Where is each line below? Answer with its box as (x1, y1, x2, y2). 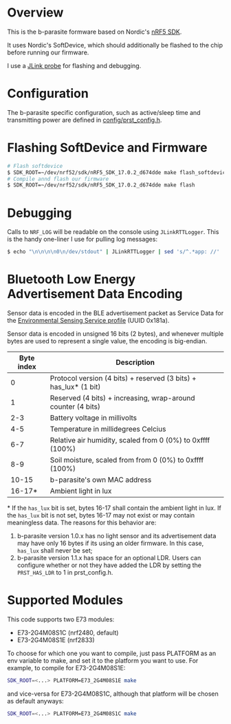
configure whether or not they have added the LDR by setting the (16, 561, 201, 569)
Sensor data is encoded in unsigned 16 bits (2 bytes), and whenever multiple (7, 330, 224, 338)
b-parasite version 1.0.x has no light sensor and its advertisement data (16, 532, 217, 540)
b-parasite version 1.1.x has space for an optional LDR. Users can (16, 554, 201, 562)
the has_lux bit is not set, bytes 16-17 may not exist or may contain (7, 511, 195, 520)
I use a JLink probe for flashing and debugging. (7, 61, 142, 70)
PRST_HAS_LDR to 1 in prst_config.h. (16, 568, 113, 577)
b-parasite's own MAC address (49, 475, 152, 485)
